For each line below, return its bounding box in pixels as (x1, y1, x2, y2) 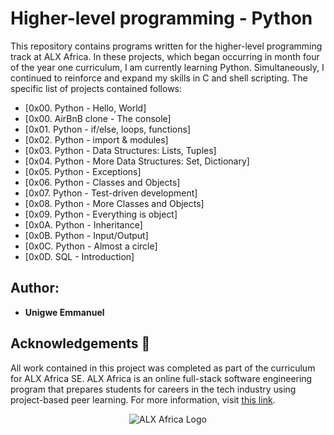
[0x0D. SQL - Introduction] (24, 250, 135, 262)
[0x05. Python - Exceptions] (24, 165, 142, 177)
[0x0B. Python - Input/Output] (24, 229, 149, 241)
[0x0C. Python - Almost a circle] (24, 240, 158, 252)
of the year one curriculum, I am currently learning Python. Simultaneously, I (10, 61, 325, 73)
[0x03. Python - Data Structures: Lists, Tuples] (24, 144, 217, 156)
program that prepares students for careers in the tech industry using (10, 383, 297, 395)
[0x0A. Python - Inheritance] (24, 218, 143, 231)
